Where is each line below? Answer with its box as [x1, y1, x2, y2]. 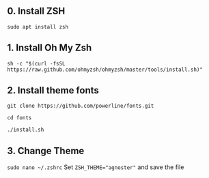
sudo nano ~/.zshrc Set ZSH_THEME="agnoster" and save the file [7, 163, 184, 171]
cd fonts [7, 115, 32, 121]
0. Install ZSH [7, 5, 66, 17]
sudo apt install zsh [7, 23, 69, 30]
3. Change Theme [7, 145, 85, 156]
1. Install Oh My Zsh [7, 42, 92, 54]
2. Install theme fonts [7, 85, 99, 96]
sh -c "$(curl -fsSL [7, 60, 66, 67]
